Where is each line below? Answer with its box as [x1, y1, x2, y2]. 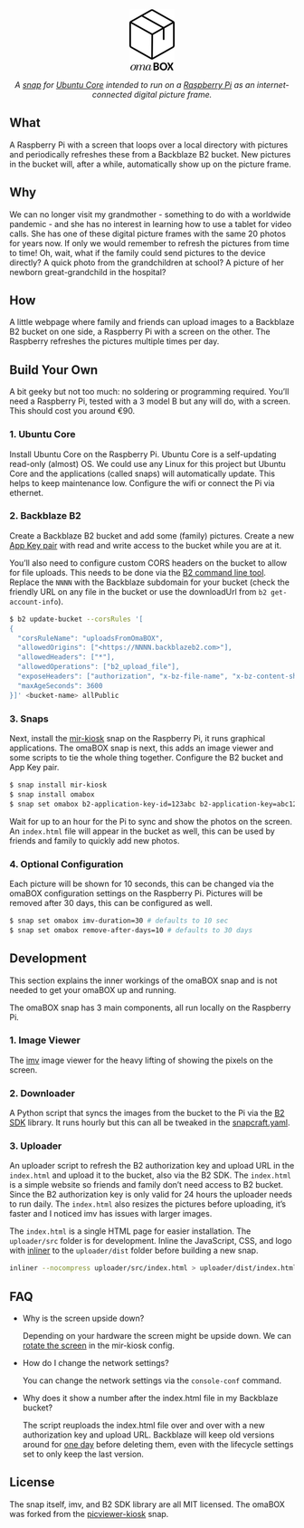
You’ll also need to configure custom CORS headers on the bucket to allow [9, 557, 288, 568]
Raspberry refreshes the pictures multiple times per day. [9, 336, 220, 347]
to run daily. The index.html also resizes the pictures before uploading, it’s [9, 1199, 287, 1209]
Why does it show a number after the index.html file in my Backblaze [22, 1393, 279, 1404]
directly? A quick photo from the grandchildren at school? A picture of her [9, 257, 285, 268]
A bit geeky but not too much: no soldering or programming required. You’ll [9, 387, 290, 397]
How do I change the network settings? [22, 1358, 169, 1369]
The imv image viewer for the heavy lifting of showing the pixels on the [9, 1055, 273, 1065]
